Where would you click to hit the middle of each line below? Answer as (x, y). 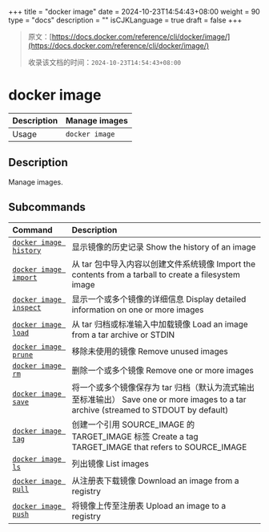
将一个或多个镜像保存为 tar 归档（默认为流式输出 (163, 387)
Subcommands (47, 207)
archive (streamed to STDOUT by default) (150, 410)
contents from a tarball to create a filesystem (156, 274)
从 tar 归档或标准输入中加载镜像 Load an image (160, 324)
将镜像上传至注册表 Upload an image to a (149, 506)
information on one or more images (138, 310)
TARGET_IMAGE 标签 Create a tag (135, 437)
